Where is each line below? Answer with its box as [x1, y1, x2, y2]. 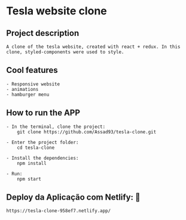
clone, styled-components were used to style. [6, 49, 124, 55]
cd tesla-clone [17, 145, 55, 151]
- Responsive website [6, 81, 60, 87]
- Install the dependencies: [6, 155, 79, 161]
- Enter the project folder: [6, 139, 79, 145]
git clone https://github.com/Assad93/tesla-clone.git [17, 129, 157, 135]
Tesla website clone [6, 4, 107, 18]
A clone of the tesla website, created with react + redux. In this [6, 44, 181, 50]
